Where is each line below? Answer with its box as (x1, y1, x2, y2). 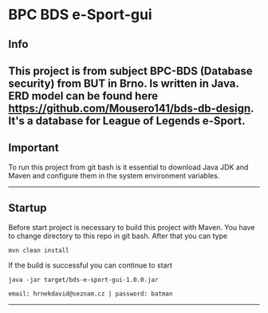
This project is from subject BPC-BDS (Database (8, 64, 253, 77)
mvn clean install (8, 246, 69, 254)
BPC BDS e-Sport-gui (8, 6, 153, 24)
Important (8, 141, 59, 155)
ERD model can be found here (8, 89, 158, 103)
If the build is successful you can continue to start (8, 260, 173, 270)
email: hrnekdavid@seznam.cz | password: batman (8, 289, 173, 298)
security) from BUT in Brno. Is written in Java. (8, 76, 239, 90)
